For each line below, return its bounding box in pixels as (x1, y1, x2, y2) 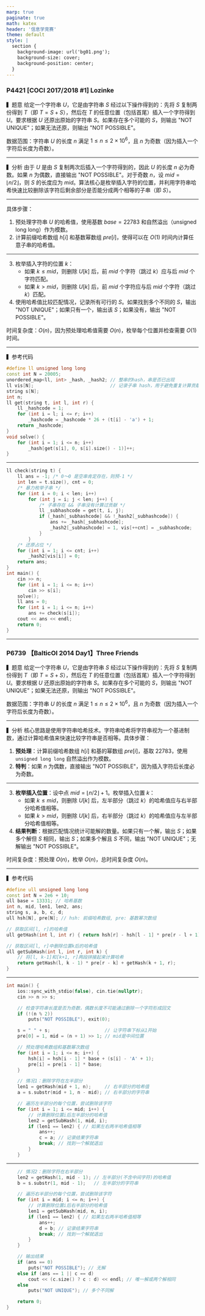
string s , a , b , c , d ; (6, 910, 64, 916)
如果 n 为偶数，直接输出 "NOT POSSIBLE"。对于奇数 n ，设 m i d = (16, 171, 180, 178)
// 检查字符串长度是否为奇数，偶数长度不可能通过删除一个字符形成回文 (17, 1005, 171, 1011)
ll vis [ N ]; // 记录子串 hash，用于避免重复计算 (6, 382, 191, 389)
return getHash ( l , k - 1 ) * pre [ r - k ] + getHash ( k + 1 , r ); (17, 960, 176, 966)
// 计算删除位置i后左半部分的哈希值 (28, 1112, 108, 1118)
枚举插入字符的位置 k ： (15, 260, 74, 267)
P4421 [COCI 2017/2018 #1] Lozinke (6, 86, 115, 95)
